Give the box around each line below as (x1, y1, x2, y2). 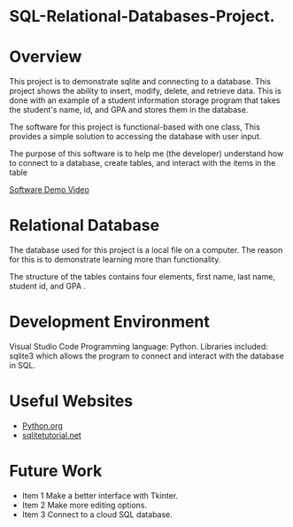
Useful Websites (9, 391, 134, 412)
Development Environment (9, 312, 210, 332)
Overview (9, 47, 82, 67)
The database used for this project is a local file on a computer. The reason (9, 245, 283, 256)
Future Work (9, 461, 103, 481)
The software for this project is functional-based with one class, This (9, 122, 261, 132)
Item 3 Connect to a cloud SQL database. (21, 508, 173, 520)
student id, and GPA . (9, 281, 87, 292)
